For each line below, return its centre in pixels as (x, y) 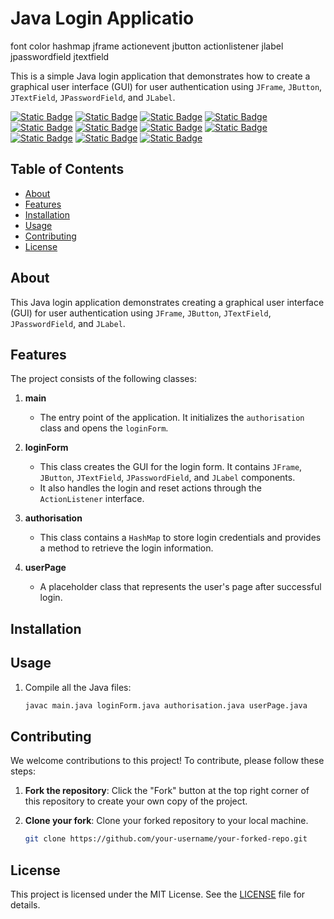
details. (25, 904)
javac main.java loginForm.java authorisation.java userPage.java (166, 705)
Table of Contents (67, 169)
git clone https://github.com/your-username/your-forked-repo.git (166, 839)
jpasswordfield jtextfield (60, 56)
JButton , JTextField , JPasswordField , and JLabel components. (167, 478)
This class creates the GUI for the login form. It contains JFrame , (171, 467)
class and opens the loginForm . (104, 428)
